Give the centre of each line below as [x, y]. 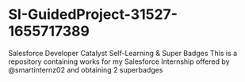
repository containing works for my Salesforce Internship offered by [119, 61]
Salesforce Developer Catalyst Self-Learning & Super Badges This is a [123, 53]
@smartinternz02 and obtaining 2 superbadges [86, 69]
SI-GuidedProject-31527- [93, 15]
